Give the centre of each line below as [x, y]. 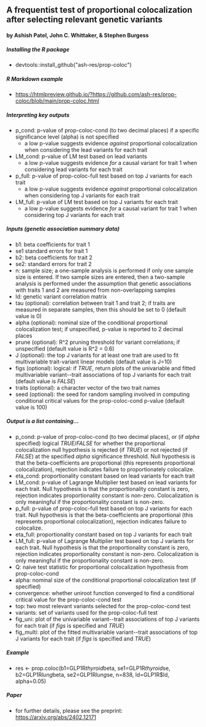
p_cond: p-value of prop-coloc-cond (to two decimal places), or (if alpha [107, 436]
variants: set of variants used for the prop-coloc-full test [86, 612]
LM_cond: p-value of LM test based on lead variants [81, 156]
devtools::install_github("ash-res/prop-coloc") [73, 64]
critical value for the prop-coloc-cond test [68, 599]
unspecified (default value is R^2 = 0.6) [65, 348]
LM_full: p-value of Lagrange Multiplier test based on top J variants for [105, 541]
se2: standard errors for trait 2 [53, 264]
